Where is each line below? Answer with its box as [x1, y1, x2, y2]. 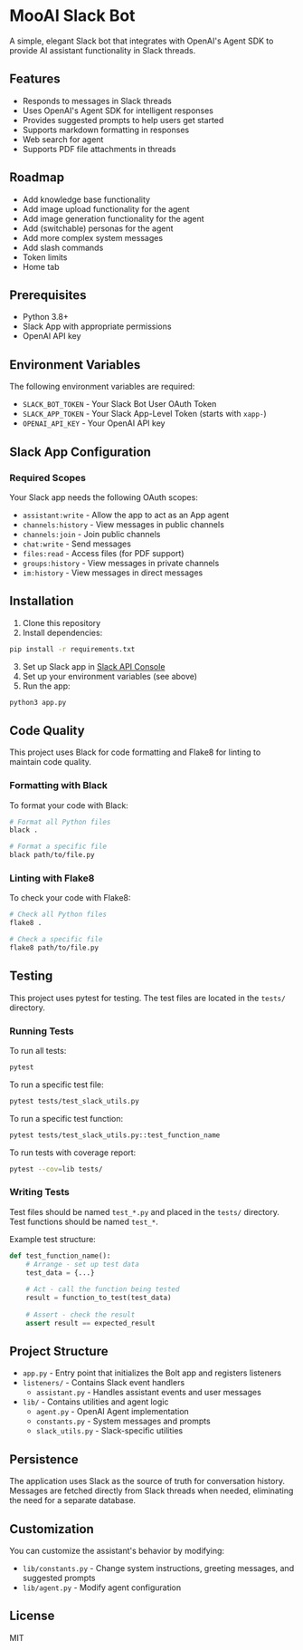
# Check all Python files [9, 910, 107, 920]
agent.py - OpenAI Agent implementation [35, 1406, 190, 1417]
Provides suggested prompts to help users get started [22, 114, 224, 125]
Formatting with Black [9, 779, 109, 792]
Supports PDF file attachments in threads [22, 143, 176, 154]
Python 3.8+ [22, 312, 70, 323]
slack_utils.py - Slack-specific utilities [35, 1425, 184, 1436]
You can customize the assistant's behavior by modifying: [9, 1546, 224, 1557]
